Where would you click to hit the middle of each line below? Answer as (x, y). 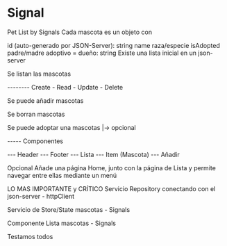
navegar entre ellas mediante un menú (62, 175)
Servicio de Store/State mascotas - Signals (69, 209)
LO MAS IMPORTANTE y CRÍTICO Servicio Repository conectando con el (111, 188)
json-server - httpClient (41, 196)
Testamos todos (30, 236)
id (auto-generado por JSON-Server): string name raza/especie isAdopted (113, 45)
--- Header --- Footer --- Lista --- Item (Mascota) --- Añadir (93, 154)
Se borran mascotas (36, 114)
